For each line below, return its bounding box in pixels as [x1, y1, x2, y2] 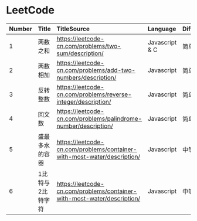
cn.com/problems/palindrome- [56, 114, 142, 123]
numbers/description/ [56, 73, 117, 81]
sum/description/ [56, 49, 104, 57]
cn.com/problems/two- [56, 42, 121, 50]
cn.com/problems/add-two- [56, 66, 136, 74]
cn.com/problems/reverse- [56, 90, 132, 98]
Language [147, 25, 176, 33]
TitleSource [56, 25, 90, 33]
